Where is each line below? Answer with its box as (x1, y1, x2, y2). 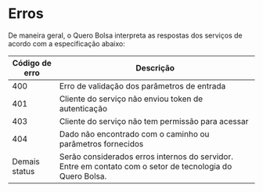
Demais (12, 156, 41, 167)
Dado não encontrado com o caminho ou (59, 129, 210, 139)
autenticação (59, 103, 108, 114)
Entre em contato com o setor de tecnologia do (59, 161, 232, 172)
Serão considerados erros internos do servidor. (59, 150, 233, 161)
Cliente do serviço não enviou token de (59, 93, 204, 104)
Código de (12, 57, 52, 68)
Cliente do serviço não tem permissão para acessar (59, 115, 249, 126)
